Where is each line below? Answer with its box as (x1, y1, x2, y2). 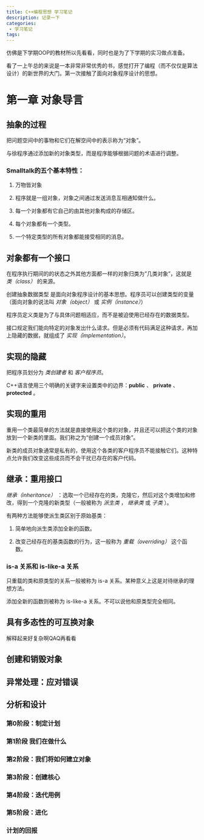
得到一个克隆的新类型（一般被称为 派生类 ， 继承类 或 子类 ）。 (16, 499, 172, 506)
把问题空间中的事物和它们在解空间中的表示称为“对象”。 (6, 137, 144, 144)
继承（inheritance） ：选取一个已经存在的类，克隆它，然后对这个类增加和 (6, 491, 191, 499)
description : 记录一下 (6, 15, 60, 21)
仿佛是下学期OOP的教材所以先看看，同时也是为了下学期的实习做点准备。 (6, 49, 188, 57)
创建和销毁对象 (6, 654, 63, 664)
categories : (6, 20, 36, 26)
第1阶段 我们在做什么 (6, 737, 67, 746)
